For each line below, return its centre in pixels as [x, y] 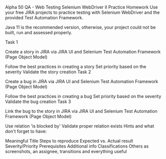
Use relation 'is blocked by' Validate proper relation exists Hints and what [80, 126]
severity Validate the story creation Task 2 [48, 72]
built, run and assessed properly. [39, 32]
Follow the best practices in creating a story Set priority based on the [76, 67]
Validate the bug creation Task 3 [38, 102]
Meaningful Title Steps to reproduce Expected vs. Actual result [69, 141]
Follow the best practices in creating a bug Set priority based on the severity [83, 96]
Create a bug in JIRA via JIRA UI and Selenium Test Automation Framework [82, 81]
